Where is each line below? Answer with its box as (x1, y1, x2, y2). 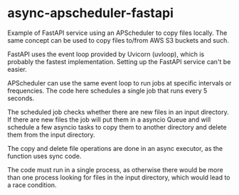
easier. (7, 65, 27, 73)
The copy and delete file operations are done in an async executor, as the (7, 144, 223, 152)
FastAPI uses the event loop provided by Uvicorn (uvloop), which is (7, 50, 205, 58)
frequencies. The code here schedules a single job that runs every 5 (7, 86, 208, 95)
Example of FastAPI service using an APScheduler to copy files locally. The (7, 28, 228, 37)
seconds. (7, 94, 35, 102)
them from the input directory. (7, 130, 95, 139)
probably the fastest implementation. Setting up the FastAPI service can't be (7, 57, 231, 65)
